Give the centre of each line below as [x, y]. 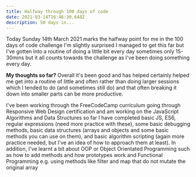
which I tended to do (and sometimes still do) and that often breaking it [91, 88]
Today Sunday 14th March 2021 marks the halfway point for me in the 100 [94, 39]
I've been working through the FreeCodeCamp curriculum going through [93, 105]
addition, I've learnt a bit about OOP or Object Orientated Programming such [98, 149]
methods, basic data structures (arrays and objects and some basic [87, 130]
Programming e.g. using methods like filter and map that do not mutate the [96, 161]
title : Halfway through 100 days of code [57, 11]
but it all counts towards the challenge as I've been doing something [108, 58]
